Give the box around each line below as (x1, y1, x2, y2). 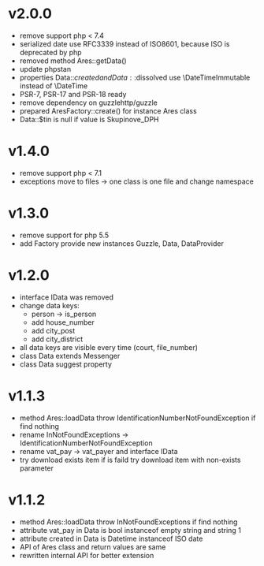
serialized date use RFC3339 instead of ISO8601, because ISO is (19, 39, 230, 48)
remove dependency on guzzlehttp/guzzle (19, 98, 158, 107)
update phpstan (19, 64, 72, 73)
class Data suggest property (19, 359, 113, 369)
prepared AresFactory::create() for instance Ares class (19, 106, 197, 115)
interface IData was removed (19, 292, 114, 302)
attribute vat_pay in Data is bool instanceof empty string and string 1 (19, 525, 242, 534)
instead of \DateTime (19, 80, 88, 91)
